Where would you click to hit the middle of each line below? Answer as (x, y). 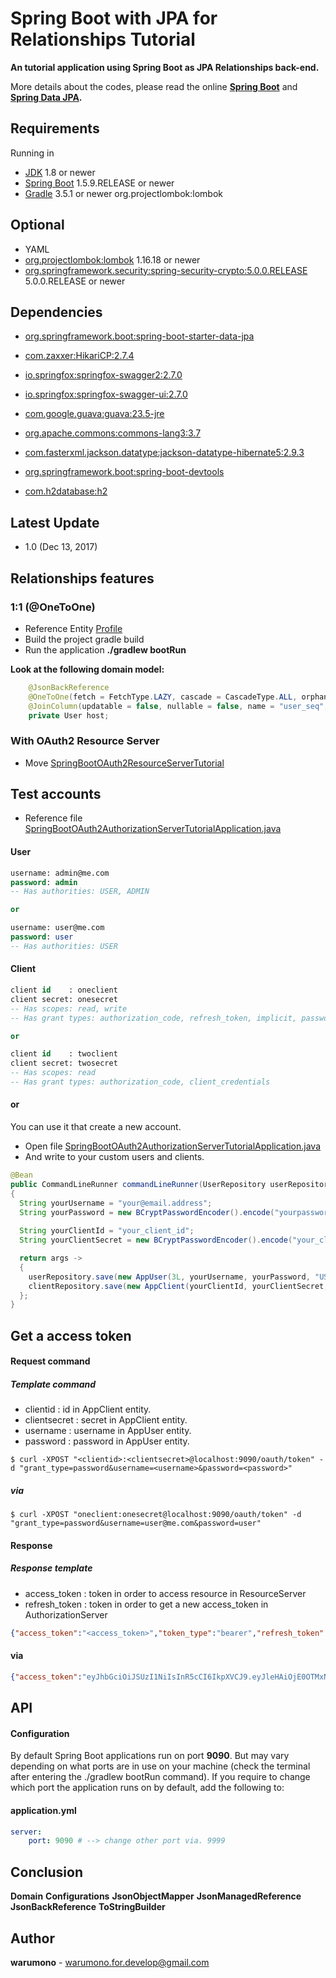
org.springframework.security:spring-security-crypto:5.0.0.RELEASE (166, 270)
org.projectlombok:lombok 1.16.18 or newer (112, 259)
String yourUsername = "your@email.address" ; (116, 1203)
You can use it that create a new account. (96, 1127)
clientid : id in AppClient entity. (88, 1409)
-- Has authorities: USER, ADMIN (80, 892)
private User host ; (69, 715)
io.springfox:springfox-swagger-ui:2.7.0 (106, 394)
